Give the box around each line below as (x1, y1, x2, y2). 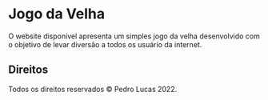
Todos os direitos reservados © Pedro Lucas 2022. (8, 84, 178, 94)
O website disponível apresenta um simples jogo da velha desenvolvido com (8, 31, 260, 41)
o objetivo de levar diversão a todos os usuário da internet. (8, 39, 202, 49)
